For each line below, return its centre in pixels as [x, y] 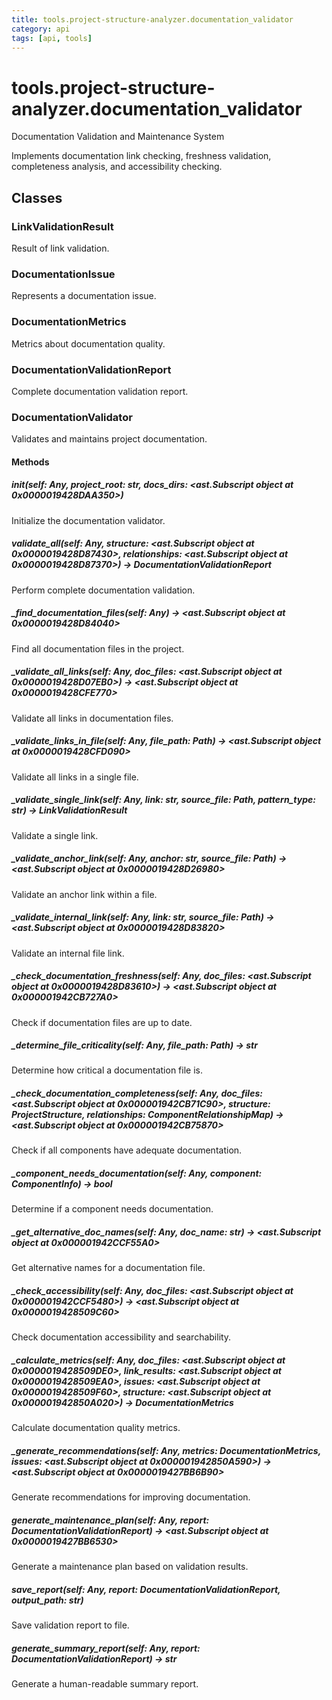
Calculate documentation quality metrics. [96, 1428]
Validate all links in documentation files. [92, 718]
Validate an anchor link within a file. [84, 894]
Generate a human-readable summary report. [105, 1684]
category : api [41, 29]
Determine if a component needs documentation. [112, 1209]
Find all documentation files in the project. [98, 648]
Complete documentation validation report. [100, 391]
